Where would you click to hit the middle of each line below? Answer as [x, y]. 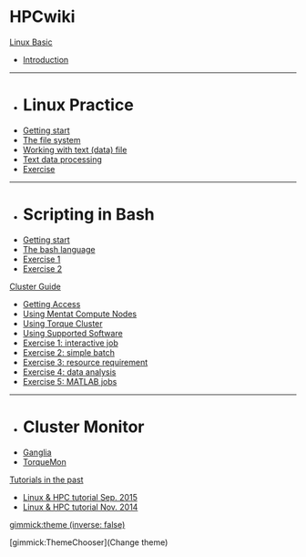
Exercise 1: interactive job [70, 343]
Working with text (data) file [75, 150]
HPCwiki [42, 17]
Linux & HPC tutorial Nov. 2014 [80, 507]
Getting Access [51, 304]
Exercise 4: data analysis [69, 372]
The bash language [59, 249]
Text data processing [62, 159]
